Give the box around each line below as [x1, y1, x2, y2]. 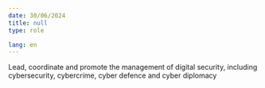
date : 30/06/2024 [8, 11, 66, 20]
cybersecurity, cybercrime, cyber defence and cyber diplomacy [8, 71, 217, 80]
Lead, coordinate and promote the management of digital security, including [8, 63, 258, 72]
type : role [8, 26, 45, 34]
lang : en [8, 40, 37, 48]
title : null [8, 19, 48, 27]
